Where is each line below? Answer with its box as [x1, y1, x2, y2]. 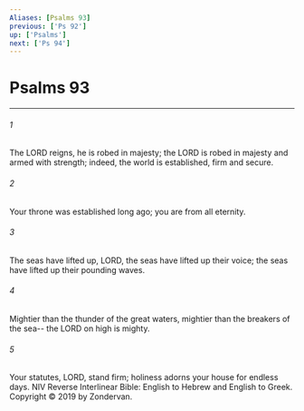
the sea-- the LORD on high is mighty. [9, 323, 151, 334]
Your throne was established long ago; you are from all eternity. [9, 206, 246, 217]
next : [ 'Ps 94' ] [9, 38, 71, 48]
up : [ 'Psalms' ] [9, 30, 67, 39]
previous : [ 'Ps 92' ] [9, 22, 88, 31]
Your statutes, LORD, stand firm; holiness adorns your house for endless [9, 372, 279, 383]
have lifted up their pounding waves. [9, 264, 146, 275]
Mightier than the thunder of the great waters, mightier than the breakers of [9, 314, 291, 324]
